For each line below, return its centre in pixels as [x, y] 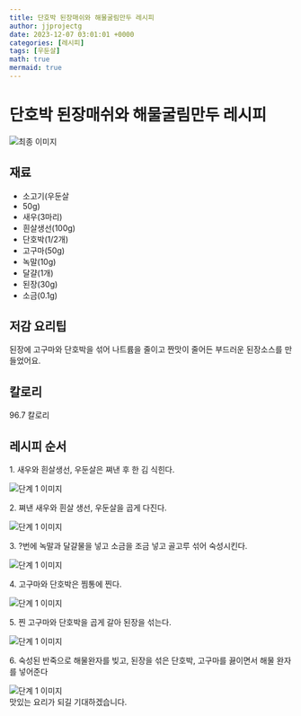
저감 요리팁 [38, 327]
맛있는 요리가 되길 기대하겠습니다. [68, 703]
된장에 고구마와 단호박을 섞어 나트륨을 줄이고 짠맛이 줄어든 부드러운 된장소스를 [146, 349]
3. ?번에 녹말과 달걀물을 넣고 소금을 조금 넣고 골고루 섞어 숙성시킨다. [128, 546]
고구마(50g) [44, 250]
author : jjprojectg [46, 26]
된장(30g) [40, 284]
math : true [30, 59]
